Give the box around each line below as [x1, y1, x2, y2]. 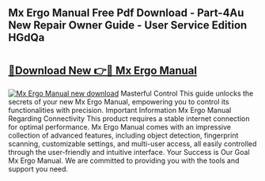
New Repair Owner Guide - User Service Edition [8, 19, 248, 32]
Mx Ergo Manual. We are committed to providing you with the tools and [8, 156, 240, 165]
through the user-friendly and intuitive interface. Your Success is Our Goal [8, 148, 251, 156]
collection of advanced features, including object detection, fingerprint [8, 130, 239, 140]
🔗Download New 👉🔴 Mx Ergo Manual [8, 63, 198, 77]
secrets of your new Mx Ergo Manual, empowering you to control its [8, 97, 229, 106]
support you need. [8, 164, 69, 173]
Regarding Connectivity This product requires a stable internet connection [8, 114, 250, 123]
